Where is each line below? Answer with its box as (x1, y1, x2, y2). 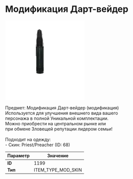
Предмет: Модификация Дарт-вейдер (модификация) (5, 104, 119, 110)
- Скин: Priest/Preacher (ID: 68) (5, 142, 70, 148)
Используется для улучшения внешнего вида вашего (5, 110, 118, 116)
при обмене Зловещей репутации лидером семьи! (5, 126, 113, 132)
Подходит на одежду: (5, 136, 51, 142)
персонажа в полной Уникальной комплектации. (5, 115, 109, 121)
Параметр (7, 153, 30, 159)
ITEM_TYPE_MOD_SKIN (34, 167, 82, 173)
